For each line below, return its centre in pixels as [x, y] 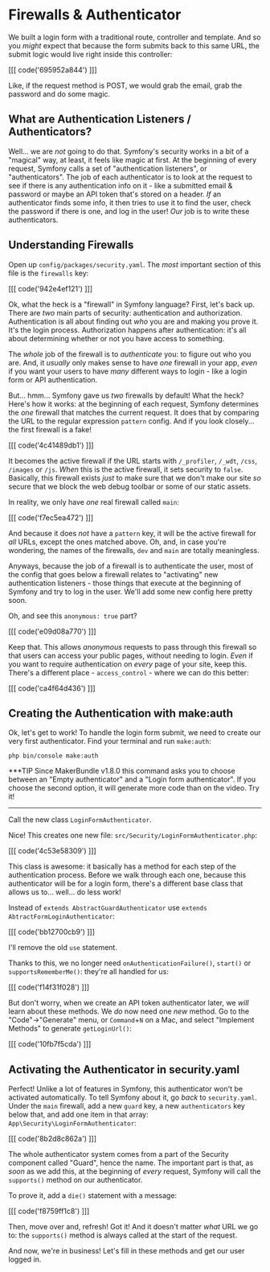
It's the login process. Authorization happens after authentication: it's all [127, 330]
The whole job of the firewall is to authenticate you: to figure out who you [130, 354]
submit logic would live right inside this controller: [90, 54]
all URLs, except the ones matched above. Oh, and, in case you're [117, 542]
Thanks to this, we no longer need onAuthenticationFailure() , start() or [130, 963]
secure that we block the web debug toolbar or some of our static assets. [130, 486]
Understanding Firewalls [71, 245]
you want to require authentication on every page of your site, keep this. [128, 664]
